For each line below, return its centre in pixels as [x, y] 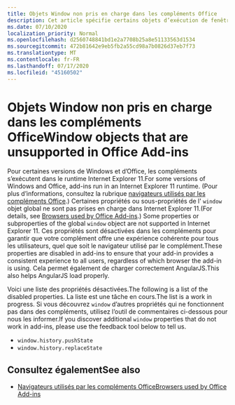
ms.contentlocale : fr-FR [43, 60]
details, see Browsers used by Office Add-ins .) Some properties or [103, 216]
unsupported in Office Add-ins [98, 152]
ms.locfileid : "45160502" [45, 72]
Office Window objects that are [98, 137]
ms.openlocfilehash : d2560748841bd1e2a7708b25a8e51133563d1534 [101, 40]
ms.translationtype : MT [42, 53]
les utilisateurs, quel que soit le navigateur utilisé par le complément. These [115, 246]
